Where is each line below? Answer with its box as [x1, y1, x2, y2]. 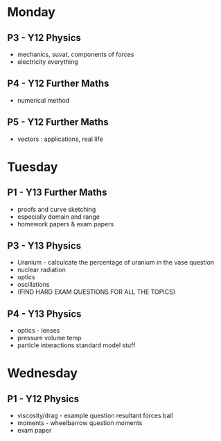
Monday [7, 4, 55, 20]
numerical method [17, 96, 70, 104]
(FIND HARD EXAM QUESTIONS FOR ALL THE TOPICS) [17, 288, 175, 296]
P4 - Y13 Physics [7, 308, 82, 319]
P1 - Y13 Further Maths [7, 187, 107, 199]
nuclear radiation [17, 265, 66, 274]
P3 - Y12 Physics [7, 32, 82, 44]
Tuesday [7, 159, 58, 174]
